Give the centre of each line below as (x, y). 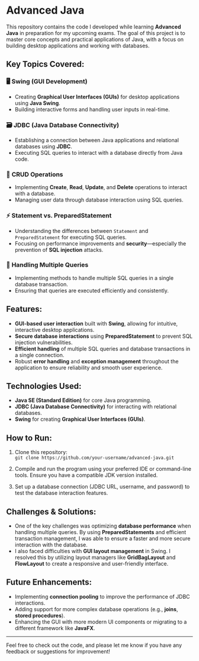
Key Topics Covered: (45, 64)
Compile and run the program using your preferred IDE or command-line (103, 469)
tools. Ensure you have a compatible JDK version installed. (86, 475)
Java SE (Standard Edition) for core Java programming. (83, 400)
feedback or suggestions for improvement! (58, 651)
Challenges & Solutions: (51, 511)
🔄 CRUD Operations (35, 174)
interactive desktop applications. (54, 330)
